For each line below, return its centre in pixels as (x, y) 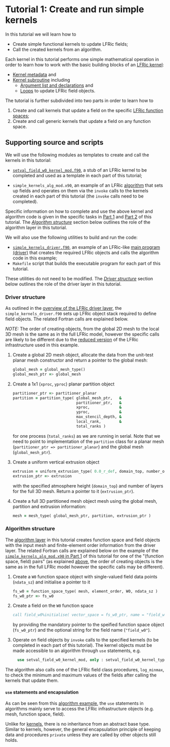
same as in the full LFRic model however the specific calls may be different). (85, 567)
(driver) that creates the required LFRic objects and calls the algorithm (86, 252)
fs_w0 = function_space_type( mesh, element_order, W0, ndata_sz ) (85, 591)
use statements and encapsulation (42, 692)
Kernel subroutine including (41, 80)
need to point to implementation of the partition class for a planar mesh (88, 441)
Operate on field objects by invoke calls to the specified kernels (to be (86, 640)
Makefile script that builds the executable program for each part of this (87, 263)
